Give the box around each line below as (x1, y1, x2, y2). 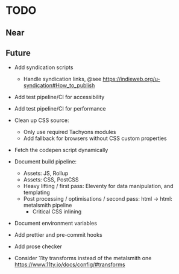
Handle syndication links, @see (23, 76, 102, 83)
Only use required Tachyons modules (23, 129, 116, 136)
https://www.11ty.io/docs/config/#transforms (14, 261, 125, 268)
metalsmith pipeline (23, 202, 72, 209)
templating (23, 189, 51, 196)
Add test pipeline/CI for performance (14, 105, 106, 112)
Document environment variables (14, 220, 98, 227)
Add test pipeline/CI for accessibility (14, 94, 105, 101)
